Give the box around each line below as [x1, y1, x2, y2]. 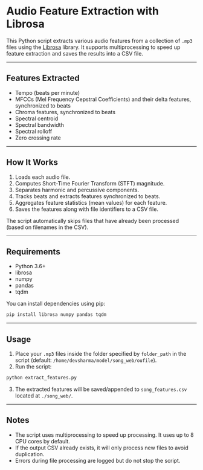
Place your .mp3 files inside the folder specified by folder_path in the [14, 350, 187, 358]
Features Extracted [6, 73, 80, 83]
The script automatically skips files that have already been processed [6, 217, 179, 224]
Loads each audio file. [14, 173, 71, 181]
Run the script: [14, 363, 52, 370]
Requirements [6, 246, 60, 257]
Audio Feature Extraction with [6, 4, 159, 18]
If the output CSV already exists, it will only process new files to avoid [14, 444, 188, 451]
